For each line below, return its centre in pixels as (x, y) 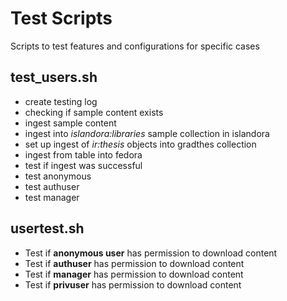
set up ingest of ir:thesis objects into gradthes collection (140, 144)
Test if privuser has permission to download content (133, 284)
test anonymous (58, 176)
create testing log (61, 101)
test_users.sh (54, 77)
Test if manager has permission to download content (134, 274)
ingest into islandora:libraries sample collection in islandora (147, 133)
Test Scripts (61, 18)
